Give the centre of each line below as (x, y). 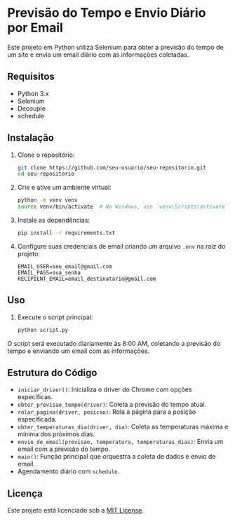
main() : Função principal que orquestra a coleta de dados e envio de (116, 457)
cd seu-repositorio (46, 174)
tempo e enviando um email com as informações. (79, 351)
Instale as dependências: (53, 220)
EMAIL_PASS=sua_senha (49, 272)
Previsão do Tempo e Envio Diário (107, 13)
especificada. (37, 419)
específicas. (35, 397)
